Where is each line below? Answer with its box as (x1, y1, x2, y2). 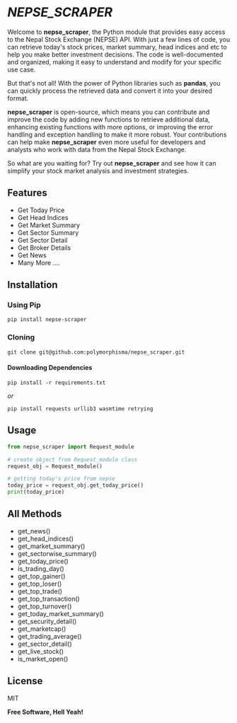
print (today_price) (7, 489, 65, 496)
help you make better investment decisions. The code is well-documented (7, 50, 224, 59)
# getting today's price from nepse (7, 475, 115, 482)
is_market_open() (17, 654, 69, 663)
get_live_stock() (17, 647, 64, 655)
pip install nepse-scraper (7, 316, 87, 323)
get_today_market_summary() (17, 609, 104, 618)
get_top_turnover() (17, 602, 72, 611)
